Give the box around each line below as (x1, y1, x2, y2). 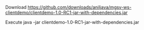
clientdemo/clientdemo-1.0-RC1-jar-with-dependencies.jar (5, 9, 128, 15)
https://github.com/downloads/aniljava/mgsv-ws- (27, 4, 132, 10)
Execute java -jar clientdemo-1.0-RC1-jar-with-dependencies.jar (5, 19, 139, 25)
